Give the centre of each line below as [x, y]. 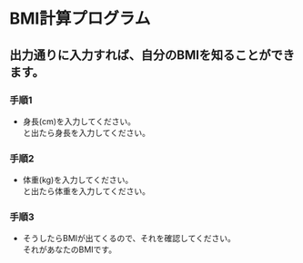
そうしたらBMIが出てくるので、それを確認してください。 [129, 239]
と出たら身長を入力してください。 [86, 132]
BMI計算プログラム [80, 19]
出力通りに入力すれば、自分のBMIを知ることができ [152, 55]
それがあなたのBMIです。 [69, 249]
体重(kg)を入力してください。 [78, 180]
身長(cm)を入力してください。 [79, 121]
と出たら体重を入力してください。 [86, 191]
